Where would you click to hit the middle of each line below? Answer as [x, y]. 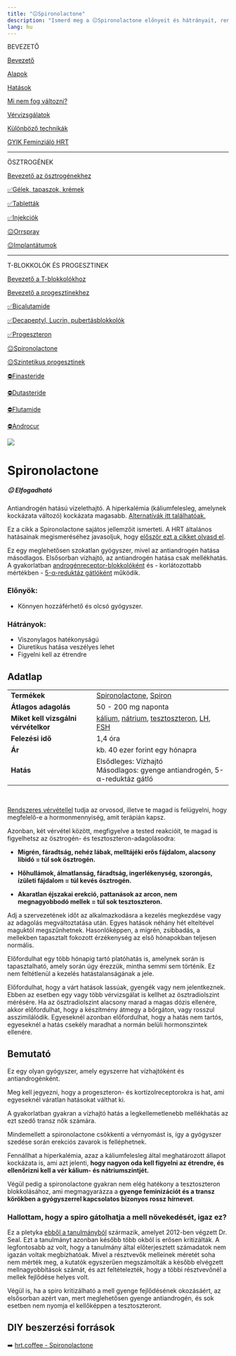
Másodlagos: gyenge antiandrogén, [154, 770]
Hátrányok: [27, 624]
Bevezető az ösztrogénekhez [49, 176]
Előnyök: [22, 591]
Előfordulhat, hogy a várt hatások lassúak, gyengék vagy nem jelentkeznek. [117, 987]
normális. [21, 945]
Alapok [18, 74]
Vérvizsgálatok [29, 115]
